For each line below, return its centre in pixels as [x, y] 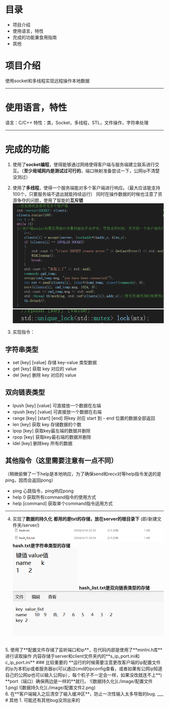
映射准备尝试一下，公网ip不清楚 [127, 171]
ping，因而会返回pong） [31, 480]
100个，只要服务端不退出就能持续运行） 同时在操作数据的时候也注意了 [85, 194]
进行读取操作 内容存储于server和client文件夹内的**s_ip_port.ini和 [72, 656]
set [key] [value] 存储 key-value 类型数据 [55, 362]
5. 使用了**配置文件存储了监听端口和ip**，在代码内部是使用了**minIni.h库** [84, 650]
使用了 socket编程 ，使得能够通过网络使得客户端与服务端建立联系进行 [83, 164]
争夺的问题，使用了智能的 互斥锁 [50, 200]
